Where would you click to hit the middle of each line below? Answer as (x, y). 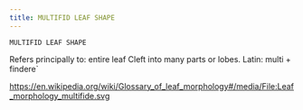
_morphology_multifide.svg (60, 96)
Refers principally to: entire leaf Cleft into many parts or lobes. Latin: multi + (150, 59)
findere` (24, 69)
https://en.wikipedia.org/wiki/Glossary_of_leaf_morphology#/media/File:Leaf (152, 86)
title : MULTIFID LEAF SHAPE (62, 18)
